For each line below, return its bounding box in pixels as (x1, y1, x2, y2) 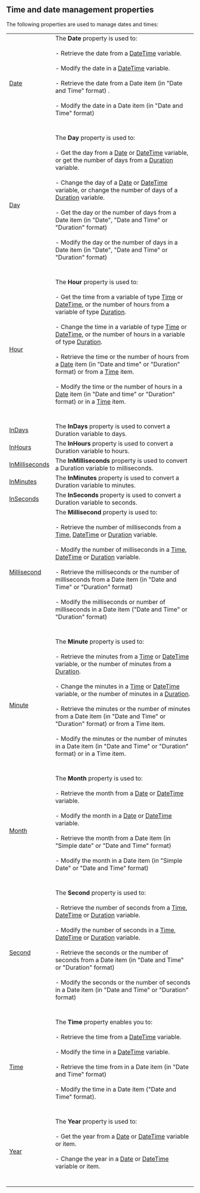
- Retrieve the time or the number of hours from (55, 352, 189, 361)
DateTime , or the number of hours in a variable (55, 330, 186, 338)
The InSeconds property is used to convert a (55, 490, 182, 499)
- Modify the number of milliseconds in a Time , (55, 545, 187, 554)
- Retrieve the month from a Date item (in (55, 834, 171, 842)
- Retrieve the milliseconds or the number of (55, 567, 180, 576)
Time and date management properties (6, 5, 154, 15)
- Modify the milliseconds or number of (55, 597, 165, 606)
